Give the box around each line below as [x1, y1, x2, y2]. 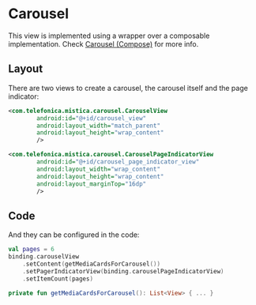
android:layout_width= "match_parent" [36, 122, 160, 130]
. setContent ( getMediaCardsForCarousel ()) [22, 260, 160, 268]
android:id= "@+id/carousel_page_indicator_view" [36, 158, 200, 166]
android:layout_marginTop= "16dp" [36, 179, 147, 188]
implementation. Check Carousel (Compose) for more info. [8, 39, 199, 48]
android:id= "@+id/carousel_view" [36, 114, 147, 122]
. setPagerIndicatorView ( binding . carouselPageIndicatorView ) [22, 267, 224, 275]
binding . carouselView [8, 253, 80, 261]
